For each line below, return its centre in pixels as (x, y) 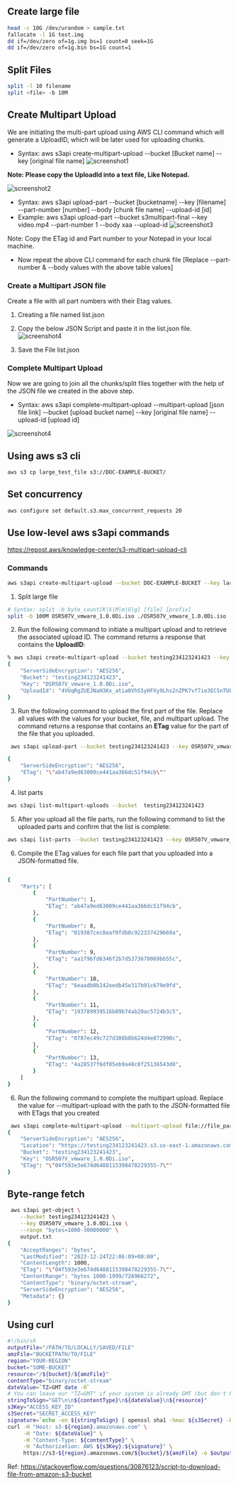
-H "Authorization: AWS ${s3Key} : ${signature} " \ (98, 1447)
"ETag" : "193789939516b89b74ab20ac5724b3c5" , (113, 1012)
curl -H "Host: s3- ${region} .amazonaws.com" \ (77, 1427)
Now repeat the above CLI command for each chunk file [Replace (113, 260)
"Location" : (38, 1146)
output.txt (36, 1237)
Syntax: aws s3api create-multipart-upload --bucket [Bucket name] (116, 153)
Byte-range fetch (46, 1194)
